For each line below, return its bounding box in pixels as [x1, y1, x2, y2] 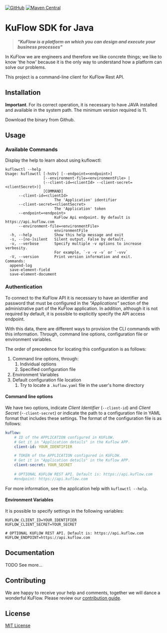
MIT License [5, 623, 31, 629]
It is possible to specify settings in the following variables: [5, 508, 124, 514]
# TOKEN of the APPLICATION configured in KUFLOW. [14, 453, 122, 458]
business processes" [17, 44, 63, 50]
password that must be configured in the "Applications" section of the [5, 300, 149, 306]
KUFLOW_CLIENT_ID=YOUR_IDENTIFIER [5, 517, 77, 523]
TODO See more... [5, 562, 43, 568]
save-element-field [9, 268, 50, 273]
